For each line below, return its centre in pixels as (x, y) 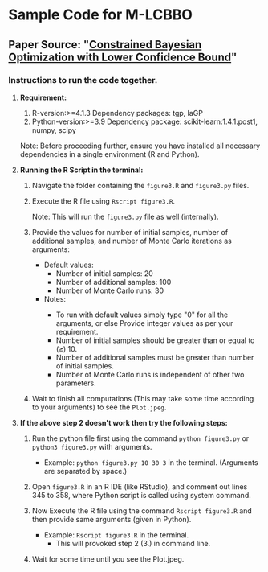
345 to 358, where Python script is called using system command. (141, 495)
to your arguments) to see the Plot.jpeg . (99, 407)
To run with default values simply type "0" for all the (142, 315)
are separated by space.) (85, 471)
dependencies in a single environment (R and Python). (110, 154)
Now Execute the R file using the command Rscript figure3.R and (142, 510)
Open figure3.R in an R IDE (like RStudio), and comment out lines (140, 486)
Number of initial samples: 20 (105, 273)
